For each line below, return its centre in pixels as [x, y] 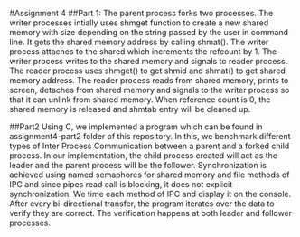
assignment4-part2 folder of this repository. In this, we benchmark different [150, 136]
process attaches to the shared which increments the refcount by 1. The [143, 52]
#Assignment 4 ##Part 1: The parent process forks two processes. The [141, 13]
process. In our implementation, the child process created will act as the [144, 156]
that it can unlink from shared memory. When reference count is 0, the [140, 100]
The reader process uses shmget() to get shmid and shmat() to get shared [148, 71]
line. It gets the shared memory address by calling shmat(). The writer [139, 42]
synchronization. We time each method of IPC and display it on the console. [150, 194]
